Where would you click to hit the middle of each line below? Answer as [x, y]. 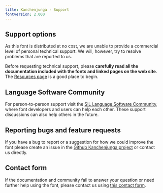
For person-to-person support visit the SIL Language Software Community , [81, 104]
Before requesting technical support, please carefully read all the [72, 66]
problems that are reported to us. [39, 57]
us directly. [16, 152]
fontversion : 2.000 [25, 14]
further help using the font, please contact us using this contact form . [76, 185]
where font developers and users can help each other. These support [76, 110]
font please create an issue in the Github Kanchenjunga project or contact [80, 147]
